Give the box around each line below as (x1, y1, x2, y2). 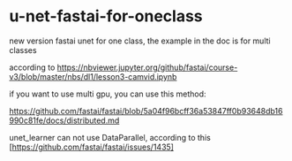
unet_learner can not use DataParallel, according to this (9, 132, 212, 142)
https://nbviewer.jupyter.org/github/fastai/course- (56, 62, 238, 73)
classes (9, 44, 37, 55)
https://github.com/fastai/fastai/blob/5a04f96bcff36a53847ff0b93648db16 (9, 105, 283, 116)
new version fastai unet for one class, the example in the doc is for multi (9, 35, 271, 46)
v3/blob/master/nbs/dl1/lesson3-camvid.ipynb (9, 71, 177, 81)
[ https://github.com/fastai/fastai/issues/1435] (9, 142, 175, 152)
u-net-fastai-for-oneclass (9, 6, 203, 27)
